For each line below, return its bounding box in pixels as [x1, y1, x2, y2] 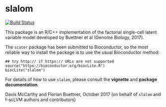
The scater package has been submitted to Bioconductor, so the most [5, 44, 149, 50]
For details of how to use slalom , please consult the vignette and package [5, 76, 158, 82]
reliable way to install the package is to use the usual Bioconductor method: [5, 49, 160, 55]
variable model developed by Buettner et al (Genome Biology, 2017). [5, 34, 145, 40]
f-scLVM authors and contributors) [5, 97, 76, 103]
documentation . [5, 82, 39, 88]
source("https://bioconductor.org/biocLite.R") [5, 63, 106, 68]
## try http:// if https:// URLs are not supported [5, 59, 114, 64]
